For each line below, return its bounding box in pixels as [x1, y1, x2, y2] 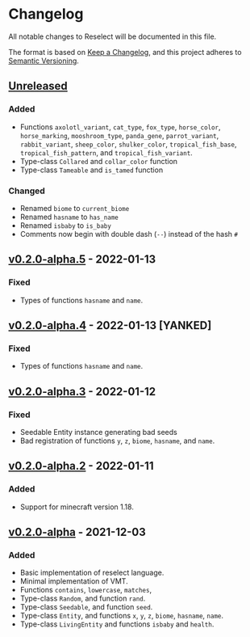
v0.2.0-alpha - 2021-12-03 [8, 525, 147, 539]
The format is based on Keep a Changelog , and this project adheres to [8, 47, 242, 57]
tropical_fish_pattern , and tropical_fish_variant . [19, 147, 194, 158]
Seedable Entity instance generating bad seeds [19, 427, 177, 437]
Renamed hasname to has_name [19, 212, 119, 221]
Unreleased [8, 79, 69, 93]
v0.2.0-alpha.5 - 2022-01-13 [8, 252, 156, 267]
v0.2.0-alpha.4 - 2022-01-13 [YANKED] [8, 318, 212, 332]
